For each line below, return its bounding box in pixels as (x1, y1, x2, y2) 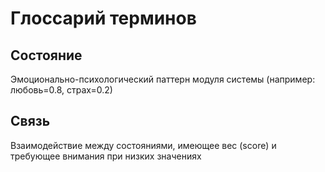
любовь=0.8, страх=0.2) (10, 84, 113, 96)
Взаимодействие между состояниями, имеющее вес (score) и (10, 139, 277, 151)
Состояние (10, 47, 83, 64)
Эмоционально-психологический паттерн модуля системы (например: (10, 73, 316, 85)
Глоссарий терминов (10, 7, 197, 30)
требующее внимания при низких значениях (10, 150, 202, 162)
